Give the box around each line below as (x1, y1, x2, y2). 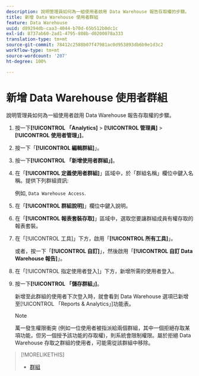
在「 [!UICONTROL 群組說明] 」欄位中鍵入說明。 (14, 203, 131, 210)
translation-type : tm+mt (6, 36, 68, 42)
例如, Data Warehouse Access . (14, 189, 86, 197)
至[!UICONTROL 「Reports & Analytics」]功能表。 (14, 301, 135, 308)
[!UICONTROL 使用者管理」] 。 (14, 132, 87, 139)
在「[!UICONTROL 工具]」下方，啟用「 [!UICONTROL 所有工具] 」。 (14, 235, 176, 242)
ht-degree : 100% (6, 58, 46, 64)
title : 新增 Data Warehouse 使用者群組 (6, 14, 99, 20)
